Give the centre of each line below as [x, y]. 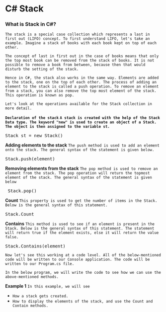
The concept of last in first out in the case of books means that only [82, 56]
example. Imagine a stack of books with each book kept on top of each [81, 43]
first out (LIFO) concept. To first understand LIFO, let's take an [78, 39]
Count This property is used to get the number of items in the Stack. [81, 200]
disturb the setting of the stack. [42, 69]
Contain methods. [30, 306]
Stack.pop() [22, 191]
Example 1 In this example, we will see [48, 286]
